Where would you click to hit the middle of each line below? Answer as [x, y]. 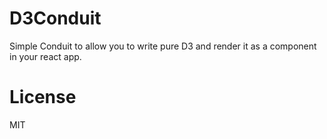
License [43, 97]
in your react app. [45, 56]
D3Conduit [55, 18]
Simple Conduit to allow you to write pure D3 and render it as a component [163, 46]
